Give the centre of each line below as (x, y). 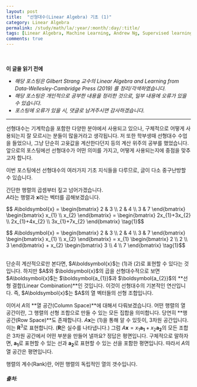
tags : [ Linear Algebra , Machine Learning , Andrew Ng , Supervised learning (99, 33)
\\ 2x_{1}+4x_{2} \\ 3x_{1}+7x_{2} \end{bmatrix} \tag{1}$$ (75, 221)
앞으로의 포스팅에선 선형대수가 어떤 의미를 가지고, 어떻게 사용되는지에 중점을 (93, 150)
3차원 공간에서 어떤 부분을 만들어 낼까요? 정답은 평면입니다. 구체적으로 (92, 336)
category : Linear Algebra (38, 22)
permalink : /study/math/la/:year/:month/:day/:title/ (73, 28)
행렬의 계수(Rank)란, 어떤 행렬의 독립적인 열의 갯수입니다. (72, 364)
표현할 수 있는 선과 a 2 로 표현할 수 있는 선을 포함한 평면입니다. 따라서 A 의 (107, 344)
